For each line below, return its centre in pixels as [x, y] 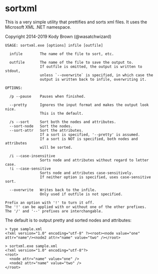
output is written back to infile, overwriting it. [93, 79]
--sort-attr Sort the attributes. [46, 130]
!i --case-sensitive [30, 169]
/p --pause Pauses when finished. [48, 96]
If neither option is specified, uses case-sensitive [95, 177]
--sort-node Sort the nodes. [41, 126]
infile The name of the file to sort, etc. [62, 54]
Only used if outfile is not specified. [81, 194]
